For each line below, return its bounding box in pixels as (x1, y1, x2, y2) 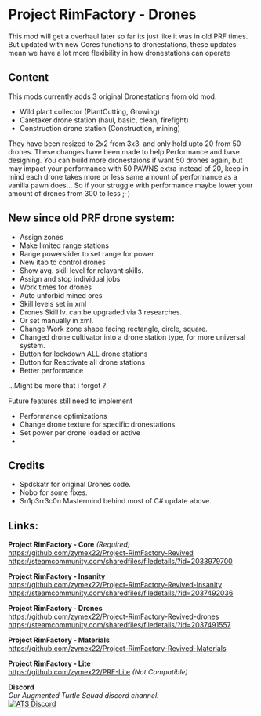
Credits (8, 459, 45, 472)
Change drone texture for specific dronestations (19, 420, 176, 429)
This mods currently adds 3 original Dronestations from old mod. (8, 92, 217, 101)
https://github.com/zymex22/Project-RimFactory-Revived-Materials (8, 644, 227, 653)
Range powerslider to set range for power (19, 249, 154, 258)
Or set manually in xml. (19, 315, 94, 325)
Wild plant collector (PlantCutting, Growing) (19, 107, 161, 116)
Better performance (19, 365, 84, 375)
